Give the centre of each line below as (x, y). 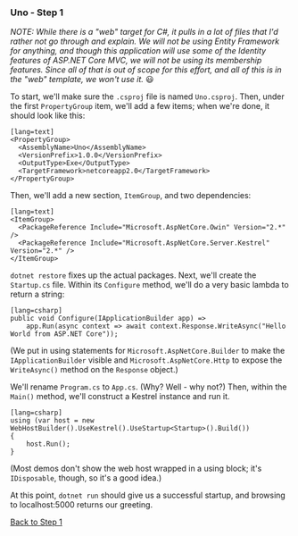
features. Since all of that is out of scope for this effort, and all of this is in (146, 70)
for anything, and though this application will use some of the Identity (138, 51)
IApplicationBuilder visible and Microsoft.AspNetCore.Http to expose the (146, 360)
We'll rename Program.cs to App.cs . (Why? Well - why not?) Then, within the (149, 387)
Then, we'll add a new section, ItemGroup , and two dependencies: (131, 196)
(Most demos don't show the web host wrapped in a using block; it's (136, 469)
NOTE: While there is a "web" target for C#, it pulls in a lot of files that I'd (145, 32)
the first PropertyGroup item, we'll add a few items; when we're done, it (140, 106)
